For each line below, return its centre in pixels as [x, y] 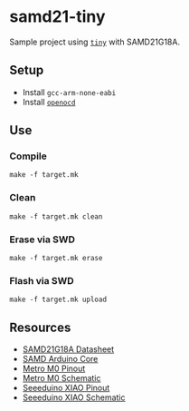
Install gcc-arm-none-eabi [69, 92]
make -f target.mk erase [56, 259]
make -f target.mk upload [58, 300]
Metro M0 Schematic [61, 378]
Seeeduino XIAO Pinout [66, 388]
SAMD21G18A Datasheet [68, 349]
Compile [28, 156]
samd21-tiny [57, 17]
